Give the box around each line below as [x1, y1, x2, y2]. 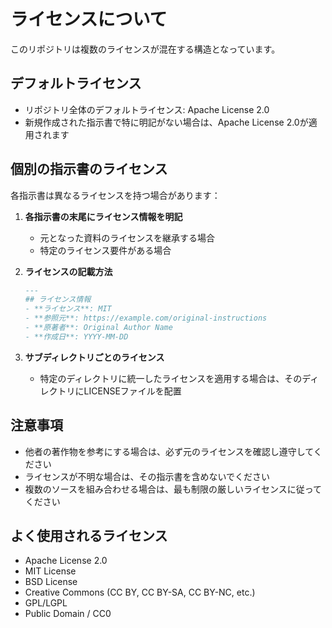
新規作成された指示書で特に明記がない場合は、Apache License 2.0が [24, 116, 309, 128]
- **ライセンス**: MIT [24, 304, 112, 314]
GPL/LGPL [24, 597, 68, 609]
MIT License [24, 565, 77, 577]
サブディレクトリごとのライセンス [24, 351, 165, 363]
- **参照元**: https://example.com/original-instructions [24, 313, 268, 324]
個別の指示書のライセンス [10, 161, 168, 178]
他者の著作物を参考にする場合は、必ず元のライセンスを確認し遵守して [24, 445, 314, 457]
